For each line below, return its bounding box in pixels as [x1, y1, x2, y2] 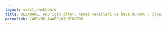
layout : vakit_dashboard [5, 7, 57, 12]
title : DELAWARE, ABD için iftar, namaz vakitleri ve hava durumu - [5, 12, 150, 17]
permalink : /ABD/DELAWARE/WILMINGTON [5, 16, 83, 21]
